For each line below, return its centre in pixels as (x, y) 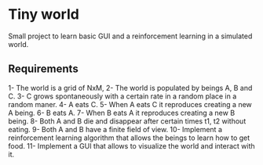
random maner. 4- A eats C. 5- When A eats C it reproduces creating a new (130, 104)
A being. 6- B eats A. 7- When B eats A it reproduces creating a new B (122, 113)
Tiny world (44, 14)
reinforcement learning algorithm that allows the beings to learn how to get (129, 138)
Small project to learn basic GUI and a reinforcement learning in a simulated (130, 36)
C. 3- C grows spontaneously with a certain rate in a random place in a (122, 96)
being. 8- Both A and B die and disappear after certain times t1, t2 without (127, 121)
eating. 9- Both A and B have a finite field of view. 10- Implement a (115, 129)
